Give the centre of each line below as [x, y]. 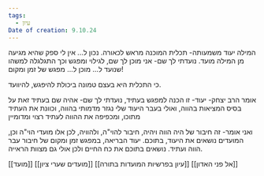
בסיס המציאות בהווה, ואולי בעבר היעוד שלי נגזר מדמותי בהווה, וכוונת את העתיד [125, 108]
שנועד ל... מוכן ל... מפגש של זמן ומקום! [66, 69]
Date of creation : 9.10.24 [52, 30]
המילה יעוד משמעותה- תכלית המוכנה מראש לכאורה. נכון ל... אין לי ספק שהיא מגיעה [132, 53]
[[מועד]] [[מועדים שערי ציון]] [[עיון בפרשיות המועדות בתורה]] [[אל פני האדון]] [123, 164]
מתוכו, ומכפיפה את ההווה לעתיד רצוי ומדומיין [74, 117]
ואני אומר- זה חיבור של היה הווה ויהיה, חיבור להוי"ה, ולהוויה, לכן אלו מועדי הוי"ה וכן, [131, 132]
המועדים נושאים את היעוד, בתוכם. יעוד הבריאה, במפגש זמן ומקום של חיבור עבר [126, 140]
